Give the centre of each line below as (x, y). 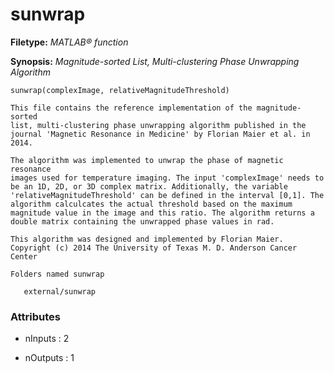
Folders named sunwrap (57, 274)
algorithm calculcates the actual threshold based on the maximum (151, 204)
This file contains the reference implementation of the (131, 108)
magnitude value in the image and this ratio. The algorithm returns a (162, 213)
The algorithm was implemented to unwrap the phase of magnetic (147, 160)
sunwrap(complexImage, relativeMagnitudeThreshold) (120, 90)
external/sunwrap (60, 291)
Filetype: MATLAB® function (69, 42)
